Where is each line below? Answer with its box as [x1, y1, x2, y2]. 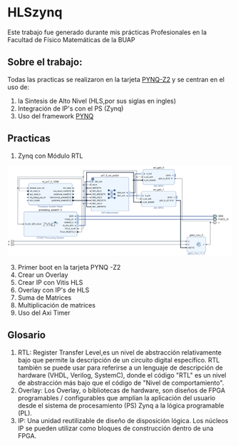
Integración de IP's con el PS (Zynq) [17, 104, 124, 113]
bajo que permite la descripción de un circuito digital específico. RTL [17, 355, 220, 364]
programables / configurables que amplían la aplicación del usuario [17, 393, 216, 402]
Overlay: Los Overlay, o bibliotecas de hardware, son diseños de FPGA [17, 386, 226, 395]
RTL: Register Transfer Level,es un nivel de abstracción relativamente [17, 348, 222, 357]
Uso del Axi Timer [17, 308, 71, 317]
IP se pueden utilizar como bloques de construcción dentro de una [17, 424, 214, 432]
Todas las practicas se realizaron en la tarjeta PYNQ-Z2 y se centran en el [7, 75, 224, 83]
